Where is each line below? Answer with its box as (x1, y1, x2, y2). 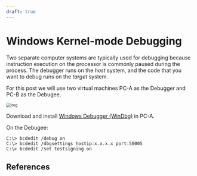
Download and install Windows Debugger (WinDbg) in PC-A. (6, 112, 155, 120)
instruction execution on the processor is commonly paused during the (6, 60, 180, 67)
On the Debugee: (6, 124, 48, 131)
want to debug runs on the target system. (6, 73, 109, 80)
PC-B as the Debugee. (6, 90, 61, 98)
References (6, 162, 50, 172)
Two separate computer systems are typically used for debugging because (6, 54, 191, 61)
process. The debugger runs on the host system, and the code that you (6, 67, 182, 74)
